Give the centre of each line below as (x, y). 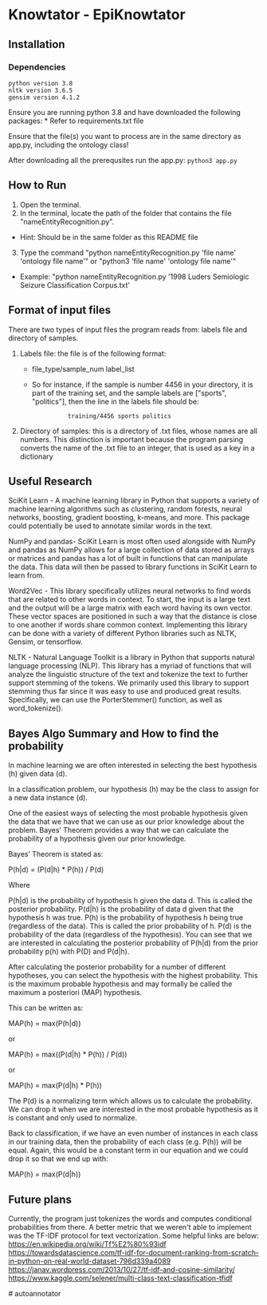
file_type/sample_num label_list (83, 368)
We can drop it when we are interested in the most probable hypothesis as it (133, 1109)
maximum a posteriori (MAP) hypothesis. (75, 993)
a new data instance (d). (48, 798)
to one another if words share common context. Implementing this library (128, 625)
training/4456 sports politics (119, 416)
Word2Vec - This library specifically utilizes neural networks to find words (130, 591)
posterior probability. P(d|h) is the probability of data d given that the (121, 909)
